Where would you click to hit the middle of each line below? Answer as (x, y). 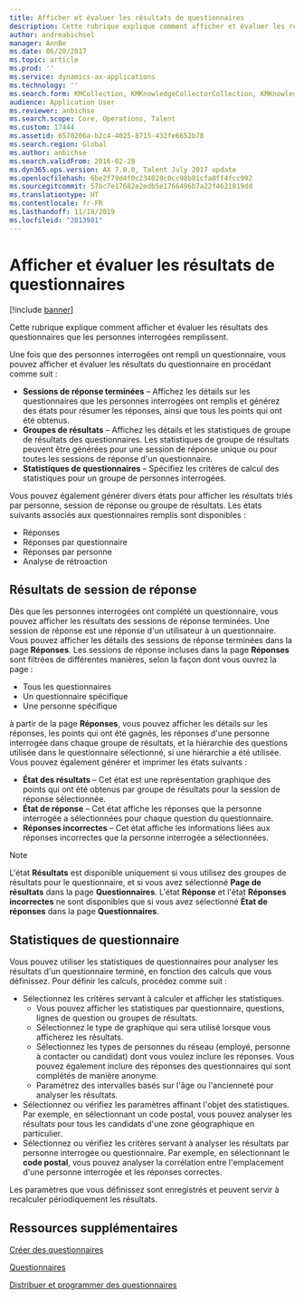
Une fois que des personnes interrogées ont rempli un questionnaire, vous (148, 354)
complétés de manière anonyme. (97, 1076)
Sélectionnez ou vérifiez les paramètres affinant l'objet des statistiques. (156, 1105)
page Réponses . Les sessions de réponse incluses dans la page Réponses (149, 650)
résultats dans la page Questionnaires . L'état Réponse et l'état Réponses (148, 892)
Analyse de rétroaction (65, 561)
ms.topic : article (44, 60)
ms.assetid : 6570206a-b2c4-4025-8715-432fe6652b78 (107, 136)
